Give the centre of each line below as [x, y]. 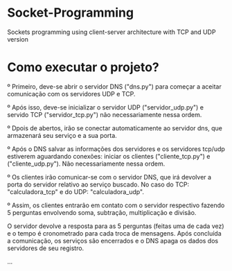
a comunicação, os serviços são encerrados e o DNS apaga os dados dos [113, 241]
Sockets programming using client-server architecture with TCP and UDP [111, 32]
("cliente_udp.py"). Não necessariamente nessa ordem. [86, 164]
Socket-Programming [70, 13]
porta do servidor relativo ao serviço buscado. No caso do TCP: [98, 184]
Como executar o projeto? [83, 68]
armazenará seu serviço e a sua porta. [62, 135]
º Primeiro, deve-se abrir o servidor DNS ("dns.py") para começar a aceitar [114, 86]
